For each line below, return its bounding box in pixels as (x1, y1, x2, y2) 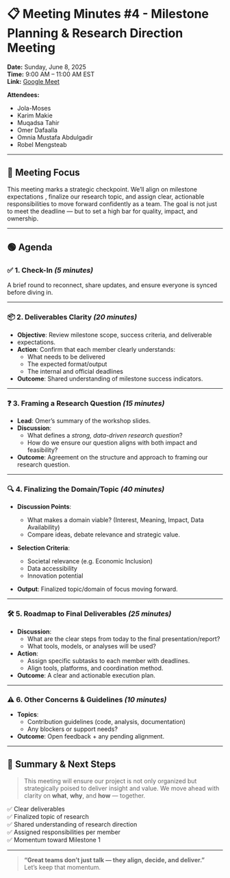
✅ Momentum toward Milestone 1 (7, 835, 101, 844)
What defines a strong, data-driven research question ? (27, 431, 183, 440)
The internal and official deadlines (27, 367, 123, 375)
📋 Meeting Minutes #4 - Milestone (7, 6, 209, 22)
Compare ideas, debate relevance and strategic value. (27, 530, 180, 539)
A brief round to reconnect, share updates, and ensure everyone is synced (7, 281, 218, 289)
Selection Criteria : (16, 544, 71, 552)
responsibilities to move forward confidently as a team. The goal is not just (7, 199, 218, 207)
